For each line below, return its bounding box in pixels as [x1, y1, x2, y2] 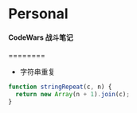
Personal [8, 5, 69, 23]
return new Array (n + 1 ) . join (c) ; [15, 91, 130, 99]
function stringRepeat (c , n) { [8, 83, 112, 92]
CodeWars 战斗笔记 [8, 33, 74, 42]
